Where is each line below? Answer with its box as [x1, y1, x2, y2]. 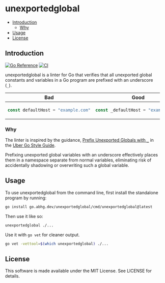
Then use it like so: [5, 213, 43, 219]
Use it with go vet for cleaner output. [5, 232, 80, 238]
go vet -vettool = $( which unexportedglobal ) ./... [5, 241, 109, 246]
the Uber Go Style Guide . [5, 142, 56, 148]
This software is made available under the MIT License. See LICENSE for [5, 268, 152, 274]
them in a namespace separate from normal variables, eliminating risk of [5, 157, 152, 163]
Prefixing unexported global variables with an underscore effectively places [5, 152, 158, 158]
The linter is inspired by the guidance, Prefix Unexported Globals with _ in [5, 137, 154, 143]
